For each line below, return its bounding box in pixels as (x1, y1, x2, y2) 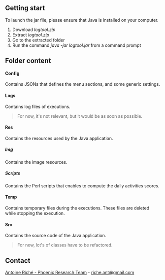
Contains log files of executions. (5, 104, 70, 109)
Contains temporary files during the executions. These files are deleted (5, 205, 150, 211)
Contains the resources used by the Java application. (5, 135, 113, 141)
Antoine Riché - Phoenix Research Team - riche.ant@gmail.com (5, 269, 134, 275)
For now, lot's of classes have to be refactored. (17, 242, 113, 248)
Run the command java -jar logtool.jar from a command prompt (12, 42, 141, 48)
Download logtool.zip (12, 27, 56, 33)
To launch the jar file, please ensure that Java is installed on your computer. (5, 17, 159, 23)
